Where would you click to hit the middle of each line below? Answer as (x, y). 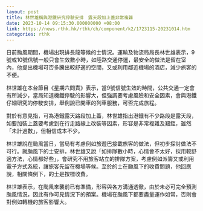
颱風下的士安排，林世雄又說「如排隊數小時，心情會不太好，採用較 (109, 151)
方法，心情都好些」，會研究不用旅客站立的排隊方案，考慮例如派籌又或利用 (103, 159)
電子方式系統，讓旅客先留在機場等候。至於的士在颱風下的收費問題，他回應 (99, 166)
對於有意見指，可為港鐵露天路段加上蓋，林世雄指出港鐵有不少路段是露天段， (101, 116)
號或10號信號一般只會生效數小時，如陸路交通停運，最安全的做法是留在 (94, 60)
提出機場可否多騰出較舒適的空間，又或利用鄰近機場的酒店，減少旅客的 (109, 68)
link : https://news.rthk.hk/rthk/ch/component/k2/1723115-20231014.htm (98, 29)
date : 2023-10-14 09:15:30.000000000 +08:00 (63, 23)
